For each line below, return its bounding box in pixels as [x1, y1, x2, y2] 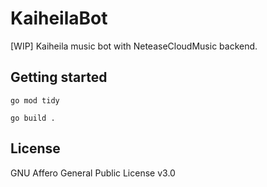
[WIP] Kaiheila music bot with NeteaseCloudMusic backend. [10, 40, 258, 52]
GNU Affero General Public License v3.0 [10, 167, 176, 179]
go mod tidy [10, 95, 60, 106]
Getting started [10, 69, 108, 86]
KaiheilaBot [10, 7, 108, 30]
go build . [10, 113, 56, 123]
